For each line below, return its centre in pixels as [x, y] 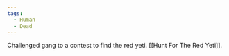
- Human [25, 20]
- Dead [23, 26]
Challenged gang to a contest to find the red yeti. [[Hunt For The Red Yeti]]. [115, 46]
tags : [15, 13]
